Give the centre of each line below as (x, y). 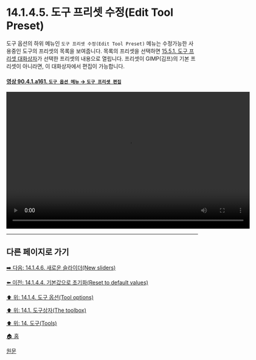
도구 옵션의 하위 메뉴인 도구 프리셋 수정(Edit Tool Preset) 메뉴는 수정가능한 (97, 43)
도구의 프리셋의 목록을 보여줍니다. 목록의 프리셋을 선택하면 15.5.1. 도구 (105, 51)
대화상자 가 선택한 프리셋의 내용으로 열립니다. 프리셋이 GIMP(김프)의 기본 (103, 58)
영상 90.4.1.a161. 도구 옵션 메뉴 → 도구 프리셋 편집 (64, 81)
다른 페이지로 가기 (38, 252)
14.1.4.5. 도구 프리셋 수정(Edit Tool (90, 12)
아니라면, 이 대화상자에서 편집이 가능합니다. (74, 66)
